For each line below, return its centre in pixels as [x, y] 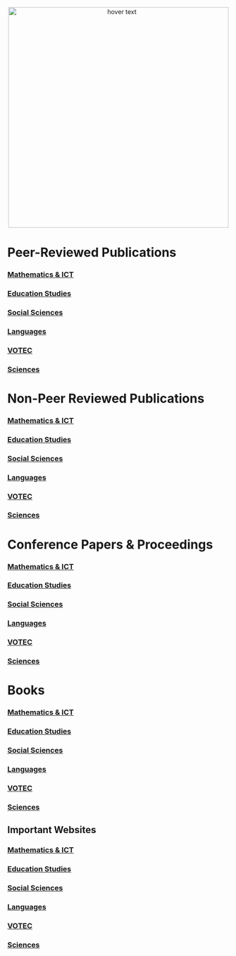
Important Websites [52, 830]
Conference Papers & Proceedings [110, 544]
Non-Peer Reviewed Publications [106, 398]
